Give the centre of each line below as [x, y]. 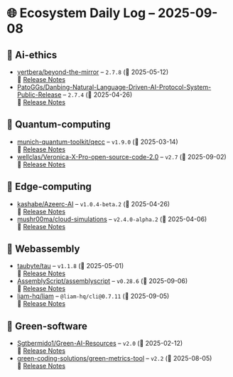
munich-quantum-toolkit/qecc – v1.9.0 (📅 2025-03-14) [97, 142]
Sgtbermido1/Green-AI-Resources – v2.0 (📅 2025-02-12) [100, 344]
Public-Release [39, 95]
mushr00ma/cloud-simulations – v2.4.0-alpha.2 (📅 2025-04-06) [112, 219]
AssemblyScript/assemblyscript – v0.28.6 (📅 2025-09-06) [102, 281]
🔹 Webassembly [43, 249]
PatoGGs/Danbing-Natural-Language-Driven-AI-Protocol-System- [114, 87]
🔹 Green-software [47, 326]
